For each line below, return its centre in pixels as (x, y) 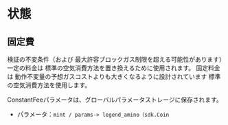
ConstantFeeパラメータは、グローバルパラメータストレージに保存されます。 (115, 100)
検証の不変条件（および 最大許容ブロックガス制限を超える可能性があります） (115, 59)
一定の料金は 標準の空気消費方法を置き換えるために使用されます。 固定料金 (114, 68)
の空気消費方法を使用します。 (49, 85)
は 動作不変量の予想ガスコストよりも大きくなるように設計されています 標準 (114, 77)
